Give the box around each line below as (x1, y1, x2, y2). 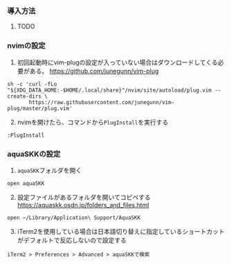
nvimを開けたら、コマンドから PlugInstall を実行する (17, 118, 169, 126)
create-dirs (7, 92, 41, 100)
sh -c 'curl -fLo (7, 80, 57, 87)
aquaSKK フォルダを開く (17, 166, 82, 174)
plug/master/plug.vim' (7, 105, 73, 112)
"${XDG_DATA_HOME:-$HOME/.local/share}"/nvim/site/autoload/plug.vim (7, 87, 212, 94)
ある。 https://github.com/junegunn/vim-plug (29, 67, 159, 75)
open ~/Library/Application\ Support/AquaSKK (7, 214, 140, 221)
